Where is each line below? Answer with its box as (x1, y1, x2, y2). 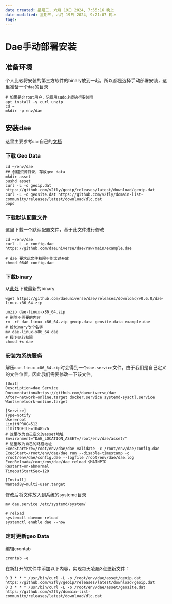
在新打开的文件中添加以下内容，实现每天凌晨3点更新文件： (5, 565, 130, 571)
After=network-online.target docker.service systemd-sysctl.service (5, 395, 155, 400)
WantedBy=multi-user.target (5, 482, 66, 488)
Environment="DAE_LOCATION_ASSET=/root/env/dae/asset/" (5, 436, 127, 441)
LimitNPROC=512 (5, 422, 38, 427)
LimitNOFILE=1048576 (5, 426, 50, 432)
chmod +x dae (5, 339, 33, 344)
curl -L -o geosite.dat (5, 192, 56, 198)
